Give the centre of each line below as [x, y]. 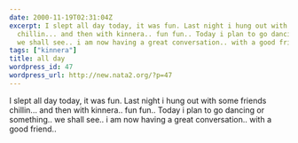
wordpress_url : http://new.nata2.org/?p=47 [91, 75]
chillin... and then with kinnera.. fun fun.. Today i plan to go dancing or [137, 110]
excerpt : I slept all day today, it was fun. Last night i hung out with [149, 26]
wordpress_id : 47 [41, 68]
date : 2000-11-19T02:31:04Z [61, 17]
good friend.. [33, 129]
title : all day [37, 59]
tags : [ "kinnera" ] [43, 51]
